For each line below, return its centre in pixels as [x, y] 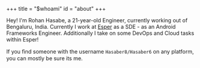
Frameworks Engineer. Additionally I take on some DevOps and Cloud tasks [100, 33]
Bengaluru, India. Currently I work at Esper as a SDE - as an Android [91, 27]
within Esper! [23, 39]
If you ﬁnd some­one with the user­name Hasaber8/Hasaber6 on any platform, [100, 51]
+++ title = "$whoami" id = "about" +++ [56, 9]
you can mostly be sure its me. [45, 58]
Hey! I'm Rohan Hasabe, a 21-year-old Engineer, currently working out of [97, 20]
